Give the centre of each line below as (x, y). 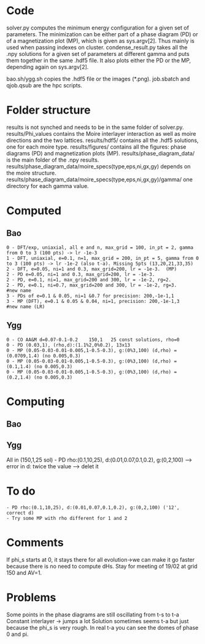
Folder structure (48, 110)
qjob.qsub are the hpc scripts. (44, 85)
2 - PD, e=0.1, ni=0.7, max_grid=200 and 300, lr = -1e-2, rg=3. (91, 285)
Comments (35, 543)
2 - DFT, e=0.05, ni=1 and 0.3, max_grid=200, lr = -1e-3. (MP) (91, 269)
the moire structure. (31, 173)
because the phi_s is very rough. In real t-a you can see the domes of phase (102, 627)
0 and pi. (17, 634)
